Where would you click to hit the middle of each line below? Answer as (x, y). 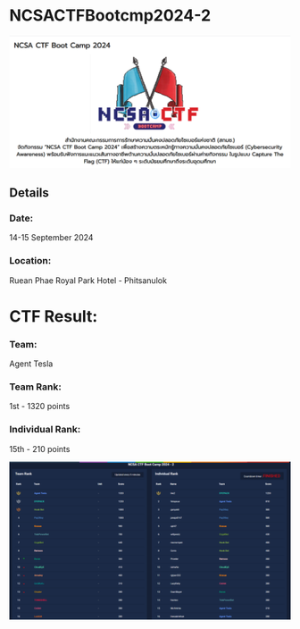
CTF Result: (54, 316)
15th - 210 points (40, 449)
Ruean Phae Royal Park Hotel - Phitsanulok (88, 280)
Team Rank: (36, 387)
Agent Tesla (31, 364)
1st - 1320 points (40, 407)
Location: (30, 261)
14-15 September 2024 (51, 238)
